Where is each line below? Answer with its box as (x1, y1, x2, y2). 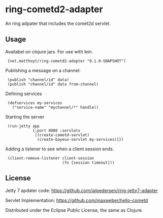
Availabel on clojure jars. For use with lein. (5, 48, 93, 54)
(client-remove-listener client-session (7, 155, 94, 161)
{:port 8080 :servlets (32, 128, 81, 133)
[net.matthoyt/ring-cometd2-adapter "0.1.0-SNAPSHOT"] (7, 58, 126, 64)
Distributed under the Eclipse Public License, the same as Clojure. (5, 207, 143, 213)
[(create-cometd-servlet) (35, 132, 90, 138)
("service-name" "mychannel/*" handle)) (12, 105, 99, 110)
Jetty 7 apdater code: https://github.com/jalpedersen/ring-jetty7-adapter (5, 187, 158, 194)
